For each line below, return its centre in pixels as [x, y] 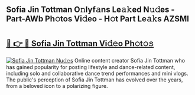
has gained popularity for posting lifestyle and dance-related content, [91, 67]
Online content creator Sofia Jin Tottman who [130, 60]
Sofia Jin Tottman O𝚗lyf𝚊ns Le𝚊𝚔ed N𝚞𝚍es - [91, 10]
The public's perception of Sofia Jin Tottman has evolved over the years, [95, 80]
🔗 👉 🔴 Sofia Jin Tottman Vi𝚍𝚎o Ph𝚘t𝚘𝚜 [80, 43]
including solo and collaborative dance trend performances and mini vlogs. [97, 73]
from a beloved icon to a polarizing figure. [57, 86]
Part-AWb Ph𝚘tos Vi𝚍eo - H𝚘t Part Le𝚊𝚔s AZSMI [97, 19]
